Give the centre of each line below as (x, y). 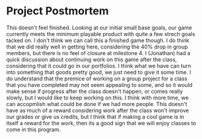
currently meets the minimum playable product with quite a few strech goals (101, 34)
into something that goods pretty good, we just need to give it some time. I (99, 72)
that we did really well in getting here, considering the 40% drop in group (97, 47)
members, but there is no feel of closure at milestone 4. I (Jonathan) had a (99, 53)
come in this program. (33, 129)
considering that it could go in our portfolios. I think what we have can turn (99, 66)
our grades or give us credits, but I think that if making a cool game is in (95, 117)
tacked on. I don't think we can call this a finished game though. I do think (98, 40)
